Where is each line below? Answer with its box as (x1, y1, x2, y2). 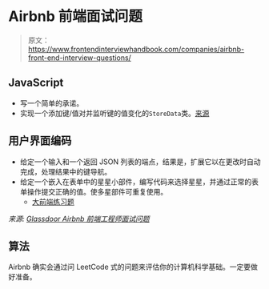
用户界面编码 (8, 134, 72, 148)
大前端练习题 (31, 197, 74, 207)
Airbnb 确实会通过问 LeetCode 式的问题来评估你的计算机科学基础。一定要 (8, 262, 251, 272)
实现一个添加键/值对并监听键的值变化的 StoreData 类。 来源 (19, 108, 210, 118)
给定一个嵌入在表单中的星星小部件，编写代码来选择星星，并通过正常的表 (19, 177, 259, 187)
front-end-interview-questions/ (27, 53, 132, 62)
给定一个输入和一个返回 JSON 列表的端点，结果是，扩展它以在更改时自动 (19, 157, 261, 167)
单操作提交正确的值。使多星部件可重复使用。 (19, 187, 168, 196)
